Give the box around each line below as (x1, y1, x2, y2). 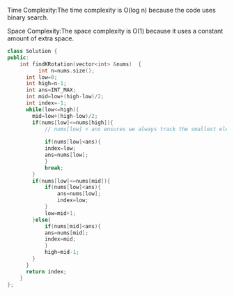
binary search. (7, 13, 49, 22)
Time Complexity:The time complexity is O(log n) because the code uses (7, 6, 216, 14)
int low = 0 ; (25, 73, 58, 81)
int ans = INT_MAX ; (25, 86, 77, 93)
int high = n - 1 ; (25, 80, 68, 87)
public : (7, 54, 30, 61)
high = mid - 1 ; (44, 249, 79, 256)
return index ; (25, 268, 68, 275)
